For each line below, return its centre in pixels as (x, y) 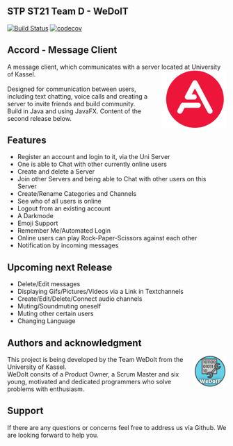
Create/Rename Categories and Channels (77, 194)
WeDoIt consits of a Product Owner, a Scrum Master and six (93, 374)
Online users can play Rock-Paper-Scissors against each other (107, 238)
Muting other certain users (55, 314)
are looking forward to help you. (53, 435)
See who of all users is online (59, 201)
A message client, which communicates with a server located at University (114, 67)
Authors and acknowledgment (74, 343)
